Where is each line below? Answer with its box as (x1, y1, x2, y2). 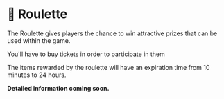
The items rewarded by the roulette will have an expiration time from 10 (7, 63, 210, 71)
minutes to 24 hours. (7, 71, 67, 79)
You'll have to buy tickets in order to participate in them (7, 50, 165, 58)
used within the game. (7, 36, 71, 44)
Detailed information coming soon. (7, 84, 110, 92)
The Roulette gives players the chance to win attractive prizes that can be (7, 29, 218, 37)
